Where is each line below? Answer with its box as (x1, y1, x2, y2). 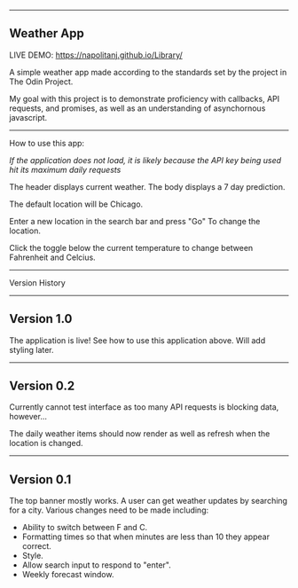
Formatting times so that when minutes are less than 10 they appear (21, 531, 271, 542)
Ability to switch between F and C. (21, 522, 148, 533)
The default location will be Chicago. (9, 199, 144, 209)
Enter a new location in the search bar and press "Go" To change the (9, 216, 261, 226)
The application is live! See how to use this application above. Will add (9, 334, 266, 346)
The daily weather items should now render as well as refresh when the (9, 428, 271, 439)
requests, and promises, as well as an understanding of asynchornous (9, 103, 266, 114)
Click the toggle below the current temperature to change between (9, 242, 254, 253)
